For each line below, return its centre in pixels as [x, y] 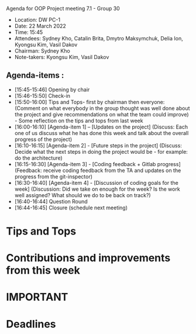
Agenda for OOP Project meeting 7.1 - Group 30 [63, 8]
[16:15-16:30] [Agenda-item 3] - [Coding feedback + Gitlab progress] [98, 164]
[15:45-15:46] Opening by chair [52, 89]
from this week [43, 271]
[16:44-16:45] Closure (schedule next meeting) [71, 208]
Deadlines [31, 324]
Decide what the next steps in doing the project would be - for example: [101, 151]
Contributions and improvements [88, 258]
